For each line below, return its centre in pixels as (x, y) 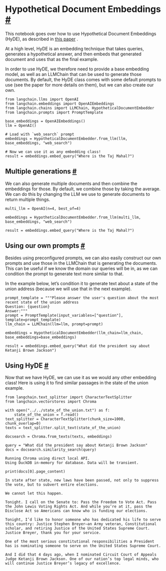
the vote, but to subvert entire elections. (52, 485)
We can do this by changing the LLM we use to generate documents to (78, 194)
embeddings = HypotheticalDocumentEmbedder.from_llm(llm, (66, 138)
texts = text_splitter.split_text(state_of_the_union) (63, 428)
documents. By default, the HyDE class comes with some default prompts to (83, 79)
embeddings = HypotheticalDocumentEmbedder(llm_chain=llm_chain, (74, 333)
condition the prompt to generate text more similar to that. (64, 274)
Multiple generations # (41, 172)
